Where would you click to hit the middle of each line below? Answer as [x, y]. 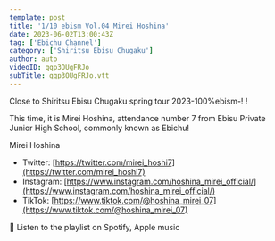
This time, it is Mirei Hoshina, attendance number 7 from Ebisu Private [137, 118]
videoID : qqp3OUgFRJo [50, 68]
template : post [37, 17]
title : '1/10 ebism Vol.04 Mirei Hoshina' [89, 26]
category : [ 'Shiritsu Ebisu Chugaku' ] [81, 51]
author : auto [33, 59]
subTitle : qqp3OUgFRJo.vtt [59, 76]
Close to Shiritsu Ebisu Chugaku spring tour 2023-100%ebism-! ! [129, 101]
